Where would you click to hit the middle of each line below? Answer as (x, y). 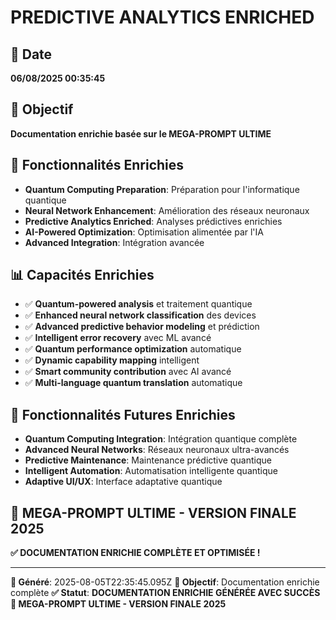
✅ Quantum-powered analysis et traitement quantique (138, 304)
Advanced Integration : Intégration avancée (114, 242)
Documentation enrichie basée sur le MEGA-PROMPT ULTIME (141, 133)
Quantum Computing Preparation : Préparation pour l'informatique (162, 189)
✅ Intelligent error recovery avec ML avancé (118, 338)
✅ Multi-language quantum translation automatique (133, 383)
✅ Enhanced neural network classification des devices (140, 315)
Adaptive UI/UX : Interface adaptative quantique (123, 482)
